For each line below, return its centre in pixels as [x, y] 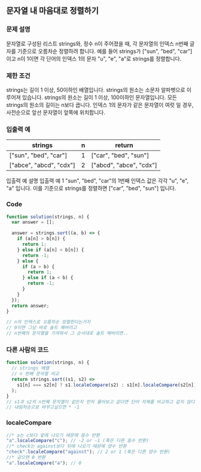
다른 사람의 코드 [28, 350]
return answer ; [31, 306]
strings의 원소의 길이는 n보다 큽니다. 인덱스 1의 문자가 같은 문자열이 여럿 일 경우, [100, 104]
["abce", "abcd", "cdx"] [42, 165]
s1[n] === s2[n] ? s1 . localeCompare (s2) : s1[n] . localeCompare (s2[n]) [107, 385]
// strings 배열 [31, 368]
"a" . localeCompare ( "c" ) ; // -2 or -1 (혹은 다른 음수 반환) [78, 441]
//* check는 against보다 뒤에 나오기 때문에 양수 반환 [66, 446]
